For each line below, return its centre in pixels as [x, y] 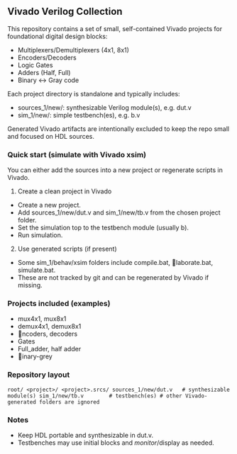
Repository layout [39, 375]
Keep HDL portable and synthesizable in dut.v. [86, 435]
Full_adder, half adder [49, 349]
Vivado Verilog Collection [65, 12]
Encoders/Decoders [47, 57]
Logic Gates [35, 65]
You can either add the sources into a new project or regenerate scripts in [115, 170]
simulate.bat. [37, 270]
